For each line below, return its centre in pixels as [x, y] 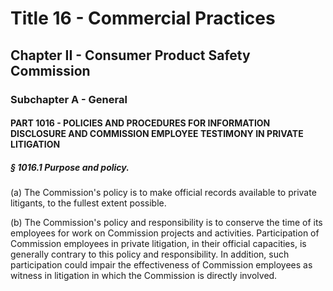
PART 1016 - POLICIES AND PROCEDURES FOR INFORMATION [140, 123]
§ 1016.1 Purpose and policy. [70, 167]
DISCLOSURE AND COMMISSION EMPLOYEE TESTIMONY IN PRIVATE [157, 134]
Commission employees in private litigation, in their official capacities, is [158, 244]
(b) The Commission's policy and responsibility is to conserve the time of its [166, 223]
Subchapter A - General [69, 99]
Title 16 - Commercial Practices [143, 18]
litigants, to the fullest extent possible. [88, 203]
